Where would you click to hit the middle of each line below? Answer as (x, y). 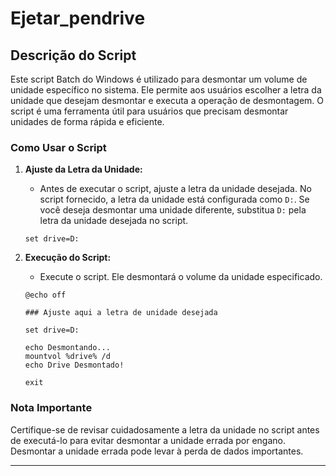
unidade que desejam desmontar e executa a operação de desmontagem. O (167, 100)
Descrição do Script (73, 55)
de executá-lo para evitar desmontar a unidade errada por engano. (148, 440)
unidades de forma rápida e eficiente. (87, 121)
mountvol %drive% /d (67, 357)
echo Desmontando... (67, 348)
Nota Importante (51, 408)
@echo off (45, 295)
